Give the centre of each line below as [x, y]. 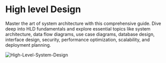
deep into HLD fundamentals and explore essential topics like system [78, 28]
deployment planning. [28, 45]
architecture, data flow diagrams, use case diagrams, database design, [80, 34]
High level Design [43, 9]
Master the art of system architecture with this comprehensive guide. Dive [83, 23]
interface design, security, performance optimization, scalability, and [78, 40]
